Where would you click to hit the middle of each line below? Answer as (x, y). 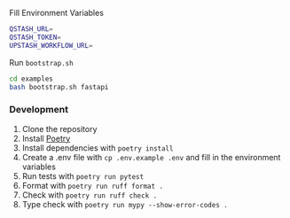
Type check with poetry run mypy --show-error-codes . (125, 204)
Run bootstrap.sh (41, 62)
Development (39, 110)
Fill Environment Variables (57, 13)
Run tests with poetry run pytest (83, 175)
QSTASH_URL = (31, 29)
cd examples (31, 79)
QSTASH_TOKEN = (35, 37)
